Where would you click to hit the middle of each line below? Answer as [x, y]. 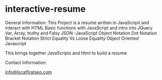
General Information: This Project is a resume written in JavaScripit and [77, 23]
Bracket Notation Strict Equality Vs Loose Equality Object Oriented [72, 38]
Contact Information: [26, 62]
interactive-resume [45, 9]
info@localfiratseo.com [29, 72]
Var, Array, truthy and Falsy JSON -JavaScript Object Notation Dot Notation [81, 33]
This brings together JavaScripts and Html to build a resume [66, 53]
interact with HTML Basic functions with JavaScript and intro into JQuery [79, 27]
